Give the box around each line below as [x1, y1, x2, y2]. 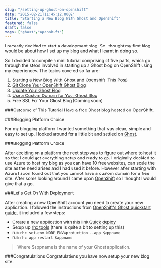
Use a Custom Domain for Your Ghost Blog [12, 93, 98, 98]
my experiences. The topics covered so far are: [5, 68, 100, 73]
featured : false [5, 20, 38, 26]
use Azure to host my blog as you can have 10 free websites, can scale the [5, 160, 155, 166]
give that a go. [5, 181, 34, 187]
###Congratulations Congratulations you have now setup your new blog [5, 253, 150, 259]
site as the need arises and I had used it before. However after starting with [5, 165, 156, 171]
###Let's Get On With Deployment [5, 190, 74, 196]
